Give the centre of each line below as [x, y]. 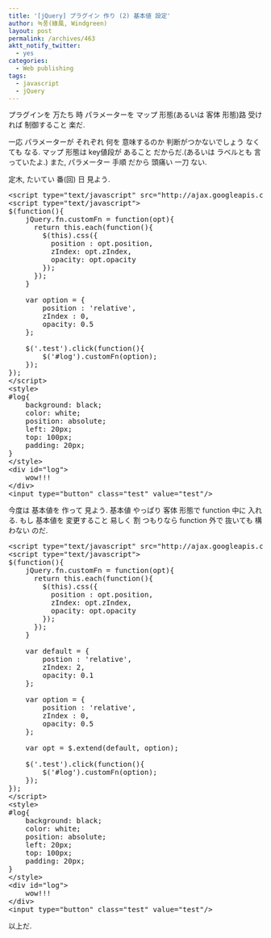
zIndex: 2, [64, 668]
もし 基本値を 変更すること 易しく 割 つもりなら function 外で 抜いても [136, 521]
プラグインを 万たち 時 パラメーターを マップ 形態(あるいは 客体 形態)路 [127, 115]
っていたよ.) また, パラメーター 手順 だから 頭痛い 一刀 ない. [108, 162]
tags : [17, 76]
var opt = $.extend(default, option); [102, 748]
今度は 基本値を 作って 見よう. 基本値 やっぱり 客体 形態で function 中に [127, 510]
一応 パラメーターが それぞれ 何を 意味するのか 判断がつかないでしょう [126, 142]
